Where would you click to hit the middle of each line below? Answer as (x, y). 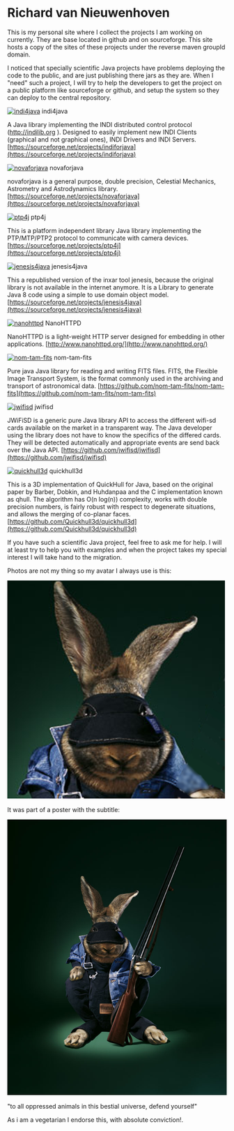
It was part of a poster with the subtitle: (64, 809)
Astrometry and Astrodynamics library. (63, 188)
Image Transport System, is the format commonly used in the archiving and (115, 378)
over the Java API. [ (36, 450)
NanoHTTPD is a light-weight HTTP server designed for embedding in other (116, 336)
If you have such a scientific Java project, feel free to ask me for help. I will (115, 542)
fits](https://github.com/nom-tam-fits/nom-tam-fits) (82, 393)
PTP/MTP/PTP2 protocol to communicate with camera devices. (98, 238)
